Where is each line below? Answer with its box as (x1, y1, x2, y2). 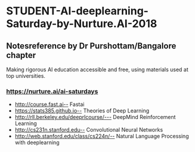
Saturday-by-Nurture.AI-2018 (6, 17, 157, 31)
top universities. (6, 72, 46, 79)
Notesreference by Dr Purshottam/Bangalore (6, 41, 177, 51)
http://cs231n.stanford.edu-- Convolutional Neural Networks (14, 126, 163, 133)
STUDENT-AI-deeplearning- (6, 4, 149, 18)
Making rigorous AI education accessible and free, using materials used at (6, 66, 189, 73)
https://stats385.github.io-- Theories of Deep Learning (14, 107, 150, 114)
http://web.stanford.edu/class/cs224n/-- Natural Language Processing (14, 133, 189, 140)
